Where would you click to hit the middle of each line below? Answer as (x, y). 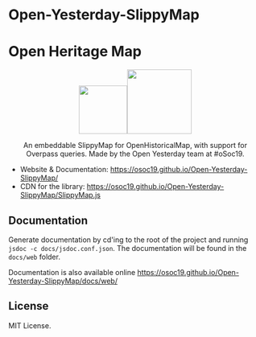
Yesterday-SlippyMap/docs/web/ (63, 281)
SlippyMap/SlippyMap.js (60, 195)
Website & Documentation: (64, 170)
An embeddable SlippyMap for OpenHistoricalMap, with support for (135, 146)
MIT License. (30, 325)
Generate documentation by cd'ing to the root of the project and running (128, 240)
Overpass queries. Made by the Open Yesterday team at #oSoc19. (135, 154)
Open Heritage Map (75, 52)
